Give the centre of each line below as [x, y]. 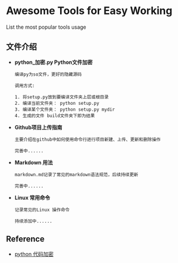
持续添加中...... [33, 221]
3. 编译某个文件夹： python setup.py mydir [64, 110]
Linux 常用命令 [32, 197]
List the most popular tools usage [46, 27]
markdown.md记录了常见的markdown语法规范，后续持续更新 [76, 175]
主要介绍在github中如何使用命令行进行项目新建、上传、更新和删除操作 [88, 139]
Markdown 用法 [34, 162]
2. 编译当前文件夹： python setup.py [57, 103]
